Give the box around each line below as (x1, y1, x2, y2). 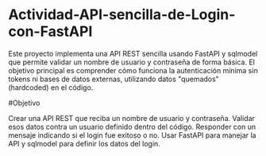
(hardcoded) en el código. (8, 82, 94, 92)
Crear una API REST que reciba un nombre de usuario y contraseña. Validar (8, 113, 256, 123)
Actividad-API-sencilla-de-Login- (8, 6, 236, 24)
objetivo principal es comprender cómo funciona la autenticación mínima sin (8, 65, 258, 75)
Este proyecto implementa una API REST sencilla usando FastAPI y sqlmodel (8, 49, 258, 58)
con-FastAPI (8, 22, 93, 41)
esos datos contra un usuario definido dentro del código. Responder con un (8, 122, 256, 131)
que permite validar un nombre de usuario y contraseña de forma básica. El (8, 57, 256, 67)
